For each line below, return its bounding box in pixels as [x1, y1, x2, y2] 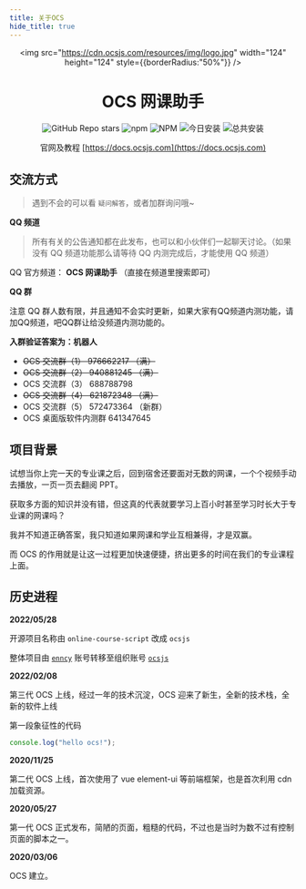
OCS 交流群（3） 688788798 [22, 379, 134, 390]
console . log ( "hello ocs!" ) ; [9, 738, 117, 747]
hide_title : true [9, 22, 76, 31]
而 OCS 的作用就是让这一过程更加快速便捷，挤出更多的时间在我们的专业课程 [9, 548, 294, 560]
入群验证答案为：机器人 [9, 336, 97, 347]
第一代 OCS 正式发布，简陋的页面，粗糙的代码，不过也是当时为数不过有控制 [9, 822, 294, 833]
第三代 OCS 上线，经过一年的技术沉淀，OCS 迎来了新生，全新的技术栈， [9, 689, 282, 700]
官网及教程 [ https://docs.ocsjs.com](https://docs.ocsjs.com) [39, 142, 267, 153]
